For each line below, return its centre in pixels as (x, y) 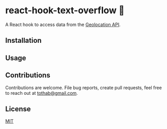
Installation (23, 41)
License (18, 109)
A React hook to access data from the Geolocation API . (63, 24)
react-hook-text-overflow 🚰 (65, 10)
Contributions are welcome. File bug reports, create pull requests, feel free (83, 87)
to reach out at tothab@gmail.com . (41, 93)
